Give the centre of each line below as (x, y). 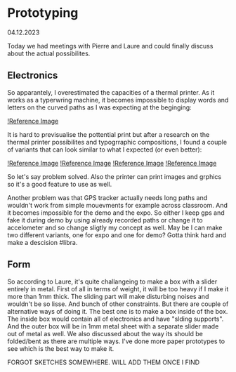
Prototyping (43, 13)
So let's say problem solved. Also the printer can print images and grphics (114, 176)
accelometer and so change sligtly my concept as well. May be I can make (115, 227)
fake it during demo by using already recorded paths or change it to (105, 220)
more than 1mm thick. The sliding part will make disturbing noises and (108, 296)
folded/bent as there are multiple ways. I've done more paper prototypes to (116, 341)
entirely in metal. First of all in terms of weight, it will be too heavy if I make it (118, 288)
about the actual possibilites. (49, 53)
